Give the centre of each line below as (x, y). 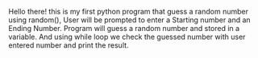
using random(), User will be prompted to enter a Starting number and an (130, 20)
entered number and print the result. (69, 45)
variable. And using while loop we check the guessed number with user (127, 37)
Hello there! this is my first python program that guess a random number (128, 12)
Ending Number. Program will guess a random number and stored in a (124, 28)
